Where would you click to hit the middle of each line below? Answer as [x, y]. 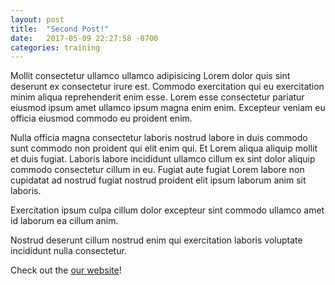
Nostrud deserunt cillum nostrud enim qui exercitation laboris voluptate [156, 240]
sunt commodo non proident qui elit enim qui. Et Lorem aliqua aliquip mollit [164, 148]
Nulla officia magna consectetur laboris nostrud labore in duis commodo [159, 138]
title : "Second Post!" [60, 29]
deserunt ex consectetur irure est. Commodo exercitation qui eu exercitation [167, 87]
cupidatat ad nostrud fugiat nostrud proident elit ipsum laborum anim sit [158, 180]
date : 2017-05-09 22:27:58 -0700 [84, 38]
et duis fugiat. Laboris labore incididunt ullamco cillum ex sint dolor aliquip [163, 159]
